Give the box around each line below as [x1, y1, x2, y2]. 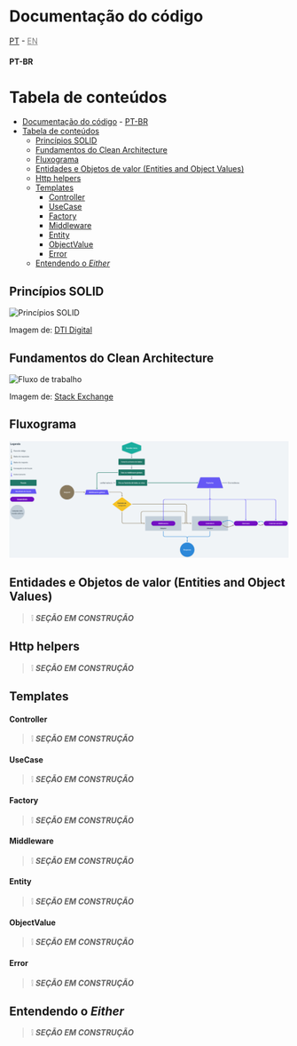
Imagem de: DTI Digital [9, 324, 93, 335]
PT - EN [9, 36, 38, 46]
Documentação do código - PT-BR [21, 116, 149, 127]
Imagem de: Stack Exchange [9, 391, 113, 402]
